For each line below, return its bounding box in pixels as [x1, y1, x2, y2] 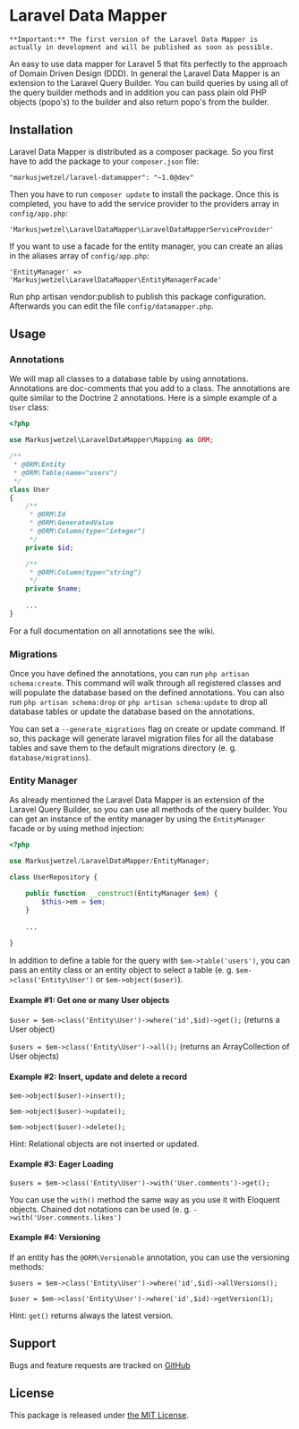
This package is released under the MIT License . [9, 1409, 190, 1420]
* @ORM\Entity [13, 460, 66, 470]
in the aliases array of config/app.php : [9, 250, 149, 260]
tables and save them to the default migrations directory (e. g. [9, 743, 237, 753]
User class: [9, 402, 49, 413]
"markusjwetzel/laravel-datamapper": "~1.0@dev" [9, 173, 194, 182]
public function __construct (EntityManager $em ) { [25, 889, 218, 898]
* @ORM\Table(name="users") [13, 468, 118, 477]
